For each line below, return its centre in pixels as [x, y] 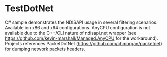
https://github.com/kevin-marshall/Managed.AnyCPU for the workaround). [82, 38]
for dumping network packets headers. [45, 49]
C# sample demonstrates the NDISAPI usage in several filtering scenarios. [81, 22]
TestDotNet [29, 9]
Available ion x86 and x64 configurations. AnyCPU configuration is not [78, 27]
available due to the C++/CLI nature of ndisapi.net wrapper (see [71, 33]
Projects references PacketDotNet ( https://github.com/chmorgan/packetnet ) [84, 43]
